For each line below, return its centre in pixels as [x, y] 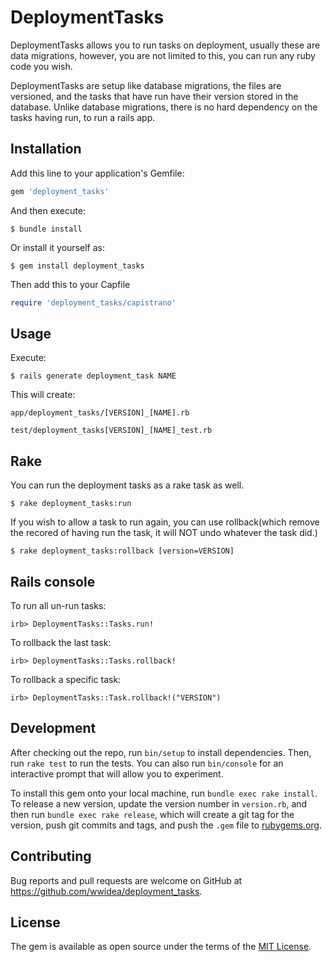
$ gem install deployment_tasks [77, 266]
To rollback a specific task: [66, 679]
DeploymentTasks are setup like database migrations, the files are [146, 85]
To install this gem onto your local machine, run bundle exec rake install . [164, 793]
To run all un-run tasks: [58, 605]
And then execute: [48, 210]
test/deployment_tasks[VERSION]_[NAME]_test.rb [111, 431]
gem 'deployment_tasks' [60, 191]
